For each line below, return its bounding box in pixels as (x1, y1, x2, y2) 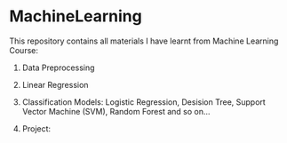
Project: (21, 123, 52, 134)
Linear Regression (21, 79, 89, 90)
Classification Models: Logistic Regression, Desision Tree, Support (21, 96, 267, 107)
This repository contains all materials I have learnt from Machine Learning (9, 36, 279, 46)
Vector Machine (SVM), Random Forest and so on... (21, 106, 211, 116)
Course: (9, 44, 38, 55)
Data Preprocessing (21, 62, 95, 73)
